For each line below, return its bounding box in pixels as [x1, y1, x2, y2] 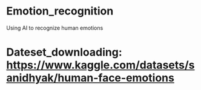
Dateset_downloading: [6, 45, 122, 59]
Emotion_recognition [6, 4, 114, 18]
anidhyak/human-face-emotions [6, 71, 174, 85]
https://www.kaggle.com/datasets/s [6, 59, 195, 72]
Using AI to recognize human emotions [6, 24, 104, 31]
